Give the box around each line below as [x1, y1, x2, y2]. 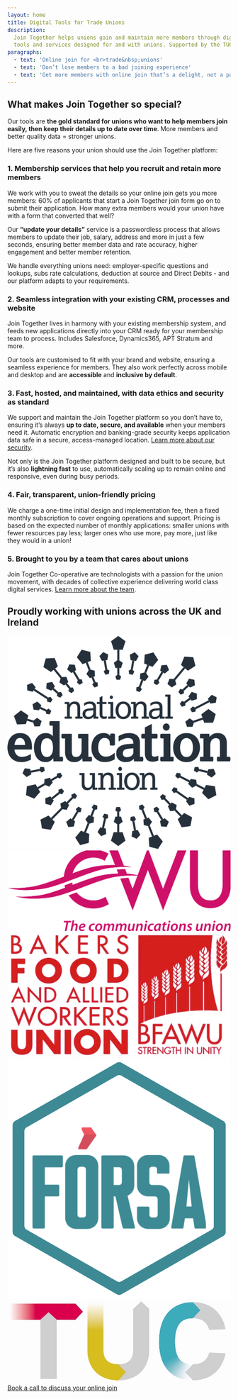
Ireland [7, 617, 39, 629]
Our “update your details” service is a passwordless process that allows [7, 225, 221, 233]
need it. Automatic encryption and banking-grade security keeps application [7, 428, 230, 437]
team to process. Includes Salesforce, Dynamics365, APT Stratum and [7, 334, 212, 343]
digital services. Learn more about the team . [7, 585, 137, 593]
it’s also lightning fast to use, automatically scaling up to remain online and [7, 464, 227, 473]
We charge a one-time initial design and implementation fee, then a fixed [7, 506, 220, 514]
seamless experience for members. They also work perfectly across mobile [7, 363, 227, 372]
